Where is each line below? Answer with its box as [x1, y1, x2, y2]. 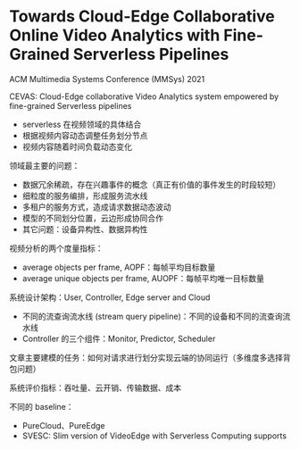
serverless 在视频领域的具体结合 [21, 119, 142, 129]
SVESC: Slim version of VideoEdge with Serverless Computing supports [21, 430, 287, 441]
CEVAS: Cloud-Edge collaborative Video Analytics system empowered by [9, 91, 279, 102]
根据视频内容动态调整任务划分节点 [21, 129, 148, 140]
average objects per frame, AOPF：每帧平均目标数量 [21, 262, 216, 272]
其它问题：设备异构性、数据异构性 [21, 223, 148, 234]
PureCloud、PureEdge [21, 420, 105, 430]
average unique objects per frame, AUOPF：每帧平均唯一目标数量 [21, 272, 265, 283]
